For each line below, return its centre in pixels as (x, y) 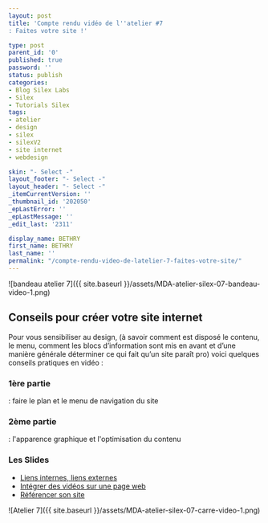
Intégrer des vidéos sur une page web (83, 486)
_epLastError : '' (37, 209)
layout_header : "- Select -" (57, 187)
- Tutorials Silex (39, 105)
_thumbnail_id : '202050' (50, 202)
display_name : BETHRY (45, 239)
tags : (17, 112)
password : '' (30, 68)
